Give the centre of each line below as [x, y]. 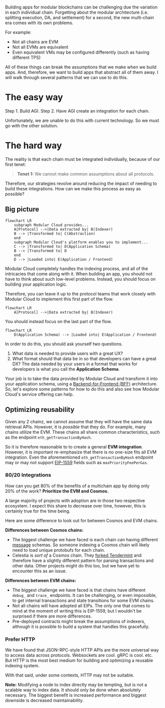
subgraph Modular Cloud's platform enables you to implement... [81, 242]
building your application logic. [36, 284]
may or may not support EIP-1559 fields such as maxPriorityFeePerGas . [77, 462]
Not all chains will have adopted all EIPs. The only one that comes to [81, 605]
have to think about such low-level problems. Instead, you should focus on [81, 279]
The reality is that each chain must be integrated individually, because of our [82, 159]
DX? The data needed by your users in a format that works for [75, 364]
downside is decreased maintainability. [44, 701]
